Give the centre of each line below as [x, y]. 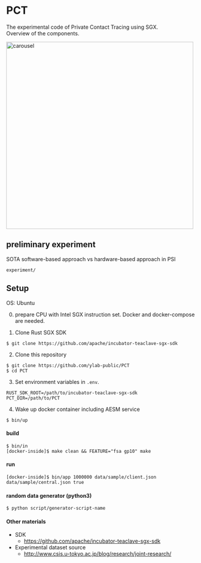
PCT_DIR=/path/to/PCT [33, 398]
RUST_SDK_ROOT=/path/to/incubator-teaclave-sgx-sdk [72, 393]
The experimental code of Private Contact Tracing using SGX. [82, 27]
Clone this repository [41, 355]
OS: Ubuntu [21, 302]
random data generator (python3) [49, 495]
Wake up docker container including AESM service [77, 409]
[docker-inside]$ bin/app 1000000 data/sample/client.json [81, 477]
